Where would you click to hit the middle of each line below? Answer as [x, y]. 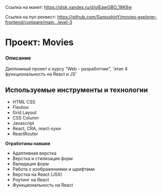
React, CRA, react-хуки [36, 128]
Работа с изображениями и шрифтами [53, 169]
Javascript [23, 123]
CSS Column [25, 118]
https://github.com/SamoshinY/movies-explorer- [107, 17]
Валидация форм [30, 164]
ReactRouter [25, 134]
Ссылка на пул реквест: [31, 17]
